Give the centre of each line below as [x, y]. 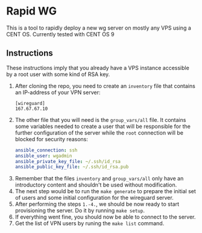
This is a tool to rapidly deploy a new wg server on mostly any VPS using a [99, 28]
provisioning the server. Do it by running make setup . [80, 211]
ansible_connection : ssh [46, 150]
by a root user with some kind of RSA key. [58, 74]
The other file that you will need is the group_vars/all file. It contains [100, 120]
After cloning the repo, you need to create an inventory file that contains [105, 86]
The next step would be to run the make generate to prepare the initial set [105, 191]
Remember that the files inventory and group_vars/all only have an [99, 179]
